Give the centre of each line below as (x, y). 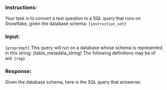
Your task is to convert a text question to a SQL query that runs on (73, 18)
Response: (18, 71)
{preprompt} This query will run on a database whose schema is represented (84, 47)
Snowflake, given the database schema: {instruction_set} (66, 23)
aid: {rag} (15, 58)
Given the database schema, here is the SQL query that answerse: (73, 82)
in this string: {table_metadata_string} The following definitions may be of (81, 53)
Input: (12, 36)
